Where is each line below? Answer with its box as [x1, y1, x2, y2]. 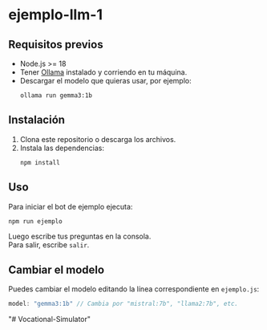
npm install [19, 158, 60, 166]
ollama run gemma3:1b [19, 92, 92, 100]
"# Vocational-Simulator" [8, 315, 91, 324]
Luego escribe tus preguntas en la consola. [8, 231, 152, 241]
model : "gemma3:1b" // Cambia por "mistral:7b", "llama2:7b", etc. [8, 299, 239, 308]
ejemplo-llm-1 [8, 6, 103, 24]
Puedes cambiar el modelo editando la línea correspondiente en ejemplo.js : [8, 284, 260, 294]
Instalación [8, 113, 66, 127]
